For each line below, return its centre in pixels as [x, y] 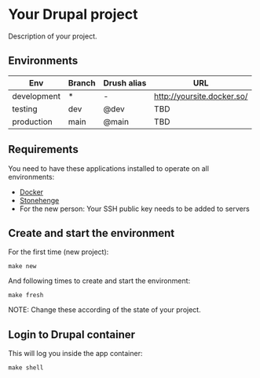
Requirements [43, 149]
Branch [82, 82]
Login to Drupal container [72, 334]
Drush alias [125, 82]
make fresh [26, 296]
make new [22, 267]
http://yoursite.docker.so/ [201, 96]
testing [25, 109]
